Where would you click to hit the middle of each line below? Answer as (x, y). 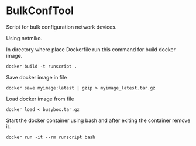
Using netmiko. (24, 38)
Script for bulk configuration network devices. (61, 27)
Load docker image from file (40, 99)
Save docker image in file (37, 77)
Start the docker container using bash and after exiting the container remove (98, 120)
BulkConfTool (40, 11)
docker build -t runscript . (42, 66)
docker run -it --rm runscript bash (51, 137)
